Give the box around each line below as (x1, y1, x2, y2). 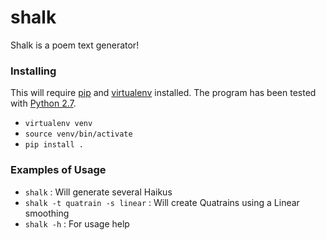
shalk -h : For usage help (24, 217, 130, 230)
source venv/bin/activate (24, 129, 133, 140)
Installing (10, 64, 57, 78)
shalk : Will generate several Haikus (24, 186, 173, 198)
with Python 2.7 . (10, 97, 77, 110)
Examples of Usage (10, 163, 107, 177)
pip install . (24, 140, 84, 150)
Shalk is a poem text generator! (10, 39, 140, 51)
